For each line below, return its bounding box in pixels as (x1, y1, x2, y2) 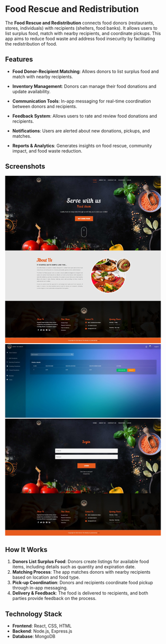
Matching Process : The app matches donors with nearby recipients (12, 569, 151, 575)
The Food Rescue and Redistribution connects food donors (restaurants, (5, 20, 155, 26)
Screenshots (5, 162, 45, 171)
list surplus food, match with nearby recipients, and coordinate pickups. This (5, 30, 161, 36)
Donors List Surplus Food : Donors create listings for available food (12, 558, 149, 565)
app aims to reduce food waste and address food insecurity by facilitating (5, 36, 156, 42)
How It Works (5, 545, 48, 554)
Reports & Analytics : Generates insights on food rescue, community (12, 143, 152, 149)
